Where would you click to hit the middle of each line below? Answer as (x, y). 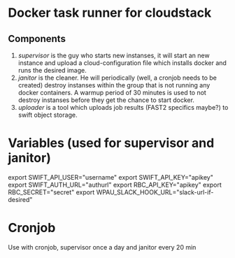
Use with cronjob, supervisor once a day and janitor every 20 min (102, 247)
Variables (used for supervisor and (111, 143)
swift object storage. (48, 115)
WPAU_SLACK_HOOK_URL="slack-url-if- (155, 192)
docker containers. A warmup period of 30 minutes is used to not (112, 93)
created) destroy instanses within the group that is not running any (114, 85)
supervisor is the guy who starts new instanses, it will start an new (114, 55)
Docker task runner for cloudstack (110, 13)
